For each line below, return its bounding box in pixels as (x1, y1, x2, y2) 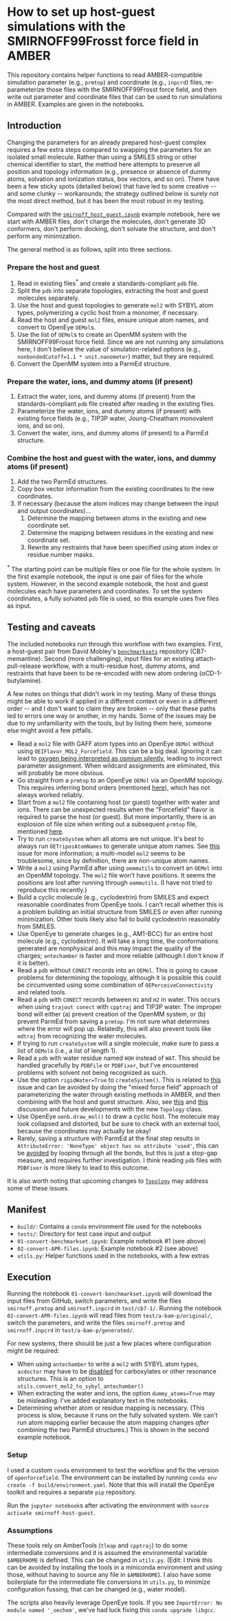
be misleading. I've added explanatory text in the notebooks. (16, 1397, 189, 1405)
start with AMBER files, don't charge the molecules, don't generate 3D (7, 217, 206, 226)
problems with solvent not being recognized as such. (16, 1068, 168, 1076)
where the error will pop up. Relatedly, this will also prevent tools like (16, 1024, 212, 1032)
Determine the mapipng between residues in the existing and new (27, 529, 214, 537)
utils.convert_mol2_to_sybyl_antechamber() (16, 1383, 144, 1390)
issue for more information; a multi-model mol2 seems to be (16, 849, 186, 857)
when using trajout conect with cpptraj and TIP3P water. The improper (16, 1002, 222, 1011)
